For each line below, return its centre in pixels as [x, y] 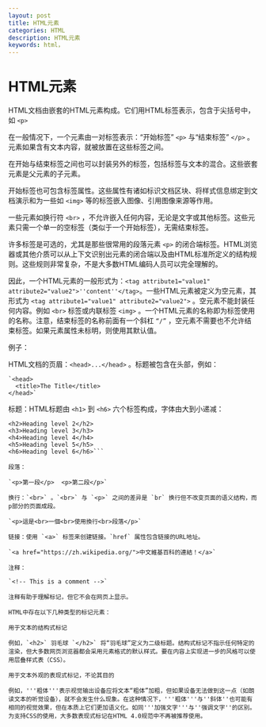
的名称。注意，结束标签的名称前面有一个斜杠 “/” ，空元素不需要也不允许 [127, 321]
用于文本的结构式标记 [38, 628]
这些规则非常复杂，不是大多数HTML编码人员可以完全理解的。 [122, 264]
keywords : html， [36, 45]
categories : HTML [37, 30]
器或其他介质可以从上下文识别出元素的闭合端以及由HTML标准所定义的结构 [129, 254]
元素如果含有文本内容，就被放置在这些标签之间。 [88, 147]
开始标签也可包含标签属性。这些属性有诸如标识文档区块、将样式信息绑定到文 [133, 190]
